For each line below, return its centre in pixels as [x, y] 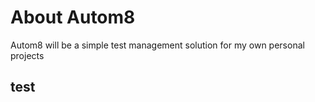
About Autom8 [73, 17]
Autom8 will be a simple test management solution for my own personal [157, 45]
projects [27, 55]
